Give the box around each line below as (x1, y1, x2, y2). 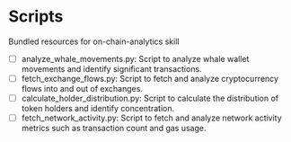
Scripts (8, 6, 64, 27)
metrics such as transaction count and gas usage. (21, 123, 207, 134)
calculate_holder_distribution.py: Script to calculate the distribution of (21, 93, 279, 104)
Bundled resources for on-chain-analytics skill (8, 36, 180, 47)
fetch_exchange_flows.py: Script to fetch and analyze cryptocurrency (21, 74, 279, 84)
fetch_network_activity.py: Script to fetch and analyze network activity (21, 112, 282, 123)
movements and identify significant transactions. (21, 64, 203, 74)
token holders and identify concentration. (21, 103, 175, 114)
